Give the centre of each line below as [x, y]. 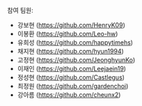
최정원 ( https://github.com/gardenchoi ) [73, 86]
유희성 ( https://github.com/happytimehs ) [75, 43]
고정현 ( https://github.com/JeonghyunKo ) [76, 60]
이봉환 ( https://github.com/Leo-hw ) [68, 34]
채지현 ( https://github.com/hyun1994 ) [70, 51]
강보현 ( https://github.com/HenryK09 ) [71, 25]
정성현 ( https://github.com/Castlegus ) [71, 77]
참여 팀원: [20, 10]
